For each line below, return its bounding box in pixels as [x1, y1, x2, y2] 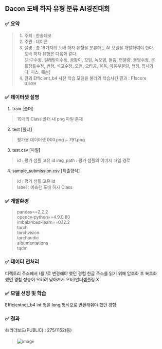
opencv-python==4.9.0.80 [17, 214, 71, 220]
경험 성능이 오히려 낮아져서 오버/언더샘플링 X [14, 276, 99, 282]
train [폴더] [12, 105, 34, 111]
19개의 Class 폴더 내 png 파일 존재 [17, 116, 83, 122]
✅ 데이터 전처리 [5, 258, 39, 265]
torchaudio [17, 235, 39, 241]
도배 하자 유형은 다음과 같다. [24, 51, 78, 57]
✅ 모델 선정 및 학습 [5, 290, 46, 296]
